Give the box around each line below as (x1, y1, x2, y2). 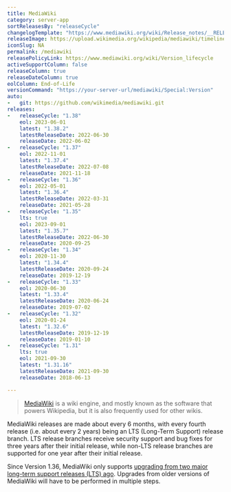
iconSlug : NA (7, 42, 45, 49)
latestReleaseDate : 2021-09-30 (19, 368, 109, 374)
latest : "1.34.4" (19, 259, 69, 266)
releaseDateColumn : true (7, 74, 78, 81)
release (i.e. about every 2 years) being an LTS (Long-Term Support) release (7, 427, 223, 435)
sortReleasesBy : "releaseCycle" (7, 23, 100, 30)
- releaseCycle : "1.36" (7, 176, 81, 183)
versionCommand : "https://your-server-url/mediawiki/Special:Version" (7, 87, 214, 93)
